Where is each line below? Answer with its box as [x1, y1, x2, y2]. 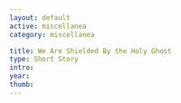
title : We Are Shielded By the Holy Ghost [9, 46, 172, 55]
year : [9, 71, 30, 81]
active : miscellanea [9, 22, 88, 31]
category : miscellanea [9, 30, 95, 39]
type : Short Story [9, 55, 79, 64]
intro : [9, 63, 34, 72]
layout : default [9, 13, 71, 23]
